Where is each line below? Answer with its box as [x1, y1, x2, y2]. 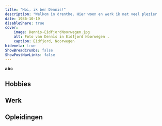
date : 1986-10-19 [5, 16, 40, 21]
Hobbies [5, 80, 32, 88]
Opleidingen [5, 113, 43, 121]
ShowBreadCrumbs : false [5, 48, 53, 53]
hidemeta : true [5, 43, 36, 48]
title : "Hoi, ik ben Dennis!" [5, 7, 66, 12]
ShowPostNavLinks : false [5, 52, 55, 57]
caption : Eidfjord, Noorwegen [14, 39, 75, 44]
